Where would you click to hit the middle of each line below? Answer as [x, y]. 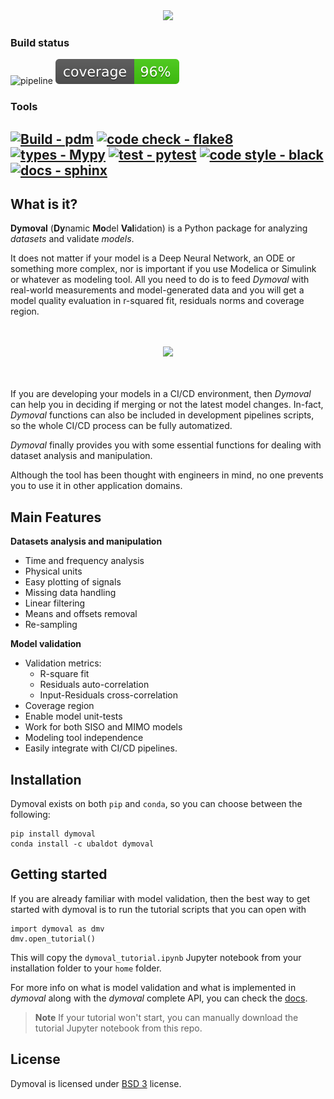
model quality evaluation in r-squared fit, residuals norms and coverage [157, 301]
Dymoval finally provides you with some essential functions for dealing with [166, 445]
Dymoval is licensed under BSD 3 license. [96, 1083]
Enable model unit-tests [73, 716]
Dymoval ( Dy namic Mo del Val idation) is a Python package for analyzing [159, 228]
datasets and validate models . [72, 239]
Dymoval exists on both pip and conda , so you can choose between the [156, 804]
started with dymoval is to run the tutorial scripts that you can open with [158, 909]
